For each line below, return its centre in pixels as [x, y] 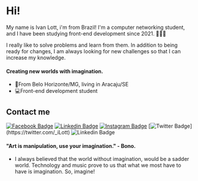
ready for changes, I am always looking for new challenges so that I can [94, 51]
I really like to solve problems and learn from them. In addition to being [92, 45]
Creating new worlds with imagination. [55, 71]
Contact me [28, 111]
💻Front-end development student [56, 91]
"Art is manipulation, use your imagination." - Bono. [71, 146]
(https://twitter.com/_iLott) [38, 132]
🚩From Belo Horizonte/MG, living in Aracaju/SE [72, 85]
